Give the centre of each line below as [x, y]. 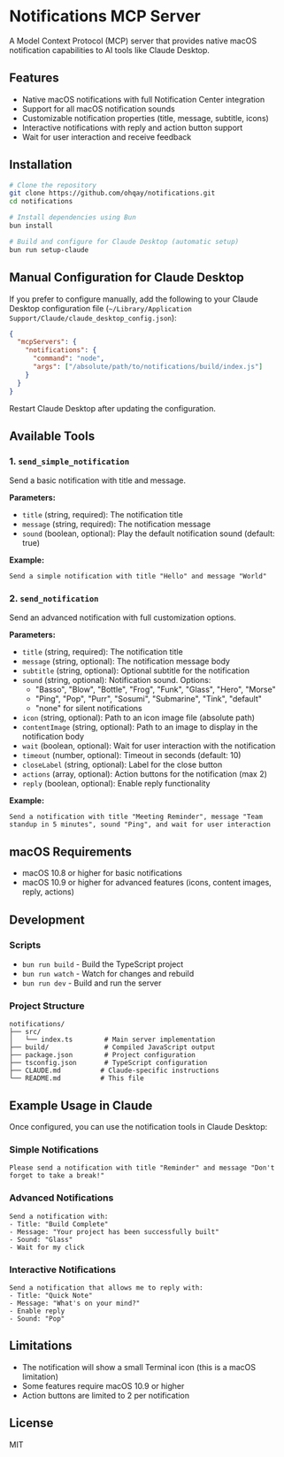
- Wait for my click [47, 1247]
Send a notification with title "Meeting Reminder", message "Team [136, 817]
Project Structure [47, 1006]
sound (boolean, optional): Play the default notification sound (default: [149, 533]
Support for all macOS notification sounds [98, 109]
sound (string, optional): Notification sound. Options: [116, 680]
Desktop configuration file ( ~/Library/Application [101, 308]
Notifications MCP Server [105, 16]
